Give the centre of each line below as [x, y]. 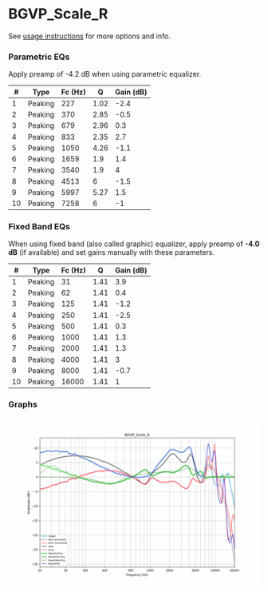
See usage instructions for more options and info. [90, 36]
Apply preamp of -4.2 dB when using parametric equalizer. [105, 74]
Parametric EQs [39, 57]
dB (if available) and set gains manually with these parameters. [112, 252]
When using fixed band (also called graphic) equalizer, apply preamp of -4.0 [134, 244]
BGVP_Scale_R [58, 14]
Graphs [23, 404]
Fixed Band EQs [39, 226]
